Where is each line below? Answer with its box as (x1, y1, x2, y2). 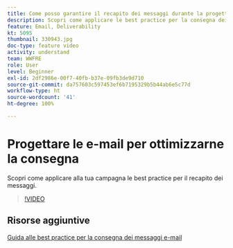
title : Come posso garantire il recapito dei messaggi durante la (7, 10, 203, 17)
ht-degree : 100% (7, 100, 54, 107)
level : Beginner (7, 68, 54, 75)
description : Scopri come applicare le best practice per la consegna (7, 17, 216, 24)
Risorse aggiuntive (7, 215, 90, 227)
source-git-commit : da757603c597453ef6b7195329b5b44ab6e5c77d (7, 81, 191, 88)
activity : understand (7, 49, 70, 56)
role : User (7, 62, 39, 69)
